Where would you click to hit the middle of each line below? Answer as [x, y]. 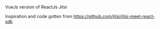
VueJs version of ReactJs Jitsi [36, 7]
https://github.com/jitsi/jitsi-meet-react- [114, 16]
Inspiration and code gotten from [39, 16]
